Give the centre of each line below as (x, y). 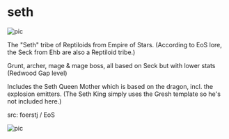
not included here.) (34, 101)
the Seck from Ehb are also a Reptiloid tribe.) (71, 52)
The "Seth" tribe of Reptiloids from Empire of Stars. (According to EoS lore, (115, 44)
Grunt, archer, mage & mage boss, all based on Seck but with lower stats (111, 65)
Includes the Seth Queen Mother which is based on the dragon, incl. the (110, 86)
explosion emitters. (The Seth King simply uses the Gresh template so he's (114, 94)
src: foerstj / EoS (31, 115)
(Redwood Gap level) (37, 73)
